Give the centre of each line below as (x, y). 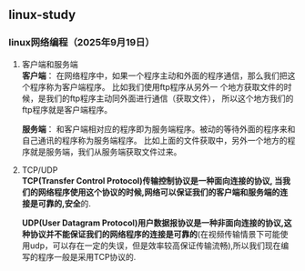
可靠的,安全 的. (65, 203)
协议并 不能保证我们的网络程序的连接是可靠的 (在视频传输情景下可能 (155, 234)
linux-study (42, 15)
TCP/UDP (40, 170)
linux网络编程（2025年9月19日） (82, 43)
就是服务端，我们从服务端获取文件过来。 (106, 151)
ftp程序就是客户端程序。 (67, 109)
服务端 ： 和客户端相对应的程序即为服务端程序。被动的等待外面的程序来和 (158, 129)
